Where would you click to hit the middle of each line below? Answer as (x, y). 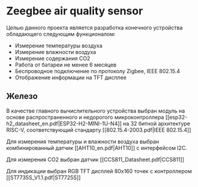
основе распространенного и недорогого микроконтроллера (85, 117)
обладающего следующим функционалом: (61, 34)
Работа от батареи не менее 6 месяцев (66, 65)
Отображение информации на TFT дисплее (71, 77)
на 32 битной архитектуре (157, 123)
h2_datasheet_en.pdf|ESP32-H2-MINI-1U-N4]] (64, 123)
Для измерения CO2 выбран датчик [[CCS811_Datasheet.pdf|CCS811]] (95, 159)
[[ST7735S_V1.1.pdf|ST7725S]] (43, 177)
